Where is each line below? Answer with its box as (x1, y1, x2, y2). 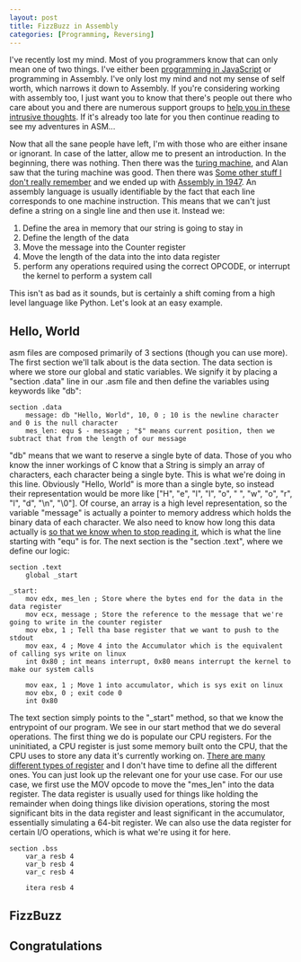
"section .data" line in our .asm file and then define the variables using (9, 376, 270, 387)
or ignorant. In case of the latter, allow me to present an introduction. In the (9, 148, 287, 159)
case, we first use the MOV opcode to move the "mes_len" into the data (9, 779, 275, 790)
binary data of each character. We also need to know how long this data (9, 517, 276, 528)
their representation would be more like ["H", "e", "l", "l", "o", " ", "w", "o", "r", (9, 489, 293, 499)
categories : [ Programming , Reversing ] (9, 30, 155, 39)
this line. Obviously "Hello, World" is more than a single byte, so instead (9, 479, 275, 490)
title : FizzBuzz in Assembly (9, 22, 119, 31)
